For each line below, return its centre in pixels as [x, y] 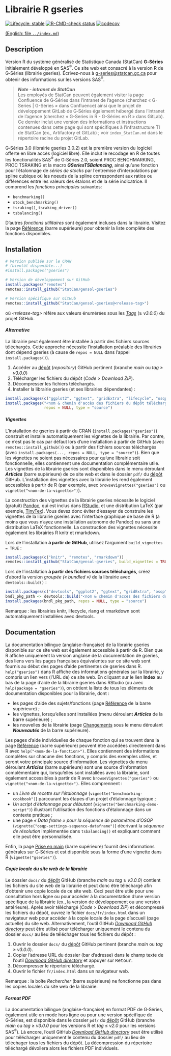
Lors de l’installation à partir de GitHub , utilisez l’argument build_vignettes [84, 542]
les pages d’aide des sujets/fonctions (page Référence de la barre [82, 703]
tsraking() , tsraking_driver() [45, 207]
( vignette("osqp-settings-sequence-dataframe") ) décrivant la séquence [88, 825]
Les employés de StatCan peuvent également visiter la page [81, 95]
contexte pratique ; [33, 815]
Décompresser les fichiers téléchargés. [54, 383]
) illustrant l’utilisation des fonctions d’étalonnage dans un [91, 809]
